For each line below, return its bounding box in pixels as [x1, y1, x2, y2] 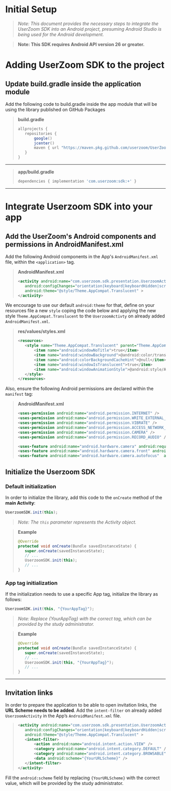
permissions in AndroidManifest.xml [5, 240, 124, 248]
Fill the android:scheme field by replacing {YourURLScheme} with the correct [5, 775, 160, 781]
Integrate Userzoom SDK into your [5, 201, 153, 213]
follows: [5, 597, 22, 603]
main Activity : [5, 500, 36, 506]
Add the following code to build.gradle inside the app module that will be [5, 101, 157, 107]
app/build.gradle [17, 169, 54, 175]
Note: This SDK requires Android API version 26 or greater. [17, 41, 145, 47]
